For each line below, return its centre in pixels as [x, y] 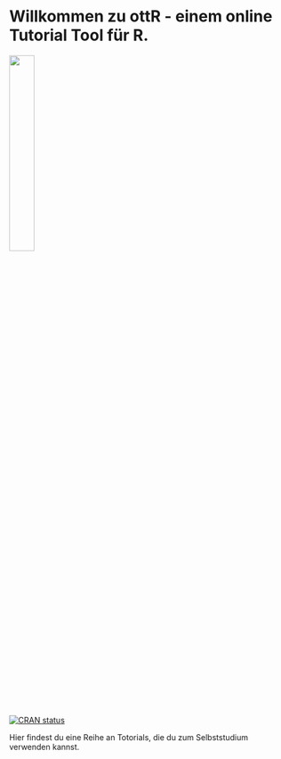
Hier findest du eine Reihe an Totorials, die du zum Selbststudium [129, 737]
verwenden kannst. [44, 747]
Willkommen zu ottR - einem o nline [141, 16]
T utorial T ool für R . [79, 35]
